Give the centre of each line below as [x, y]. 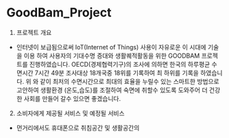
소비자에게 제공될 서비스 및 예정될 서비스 [70, 113]
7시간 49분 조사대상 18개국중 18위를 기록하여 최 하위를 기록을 [117, 73]
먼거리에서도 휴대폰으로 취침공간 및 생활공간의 [78, 128]
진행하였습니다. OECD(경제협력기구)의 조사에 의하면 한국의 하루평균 [120, 64]
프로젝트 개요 [34, 32]
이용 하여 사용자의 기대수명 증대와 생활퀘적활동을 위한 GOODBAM [112, 56]
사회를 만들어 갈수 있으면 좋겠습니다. [72, 98]
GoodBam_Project [59, 13]
